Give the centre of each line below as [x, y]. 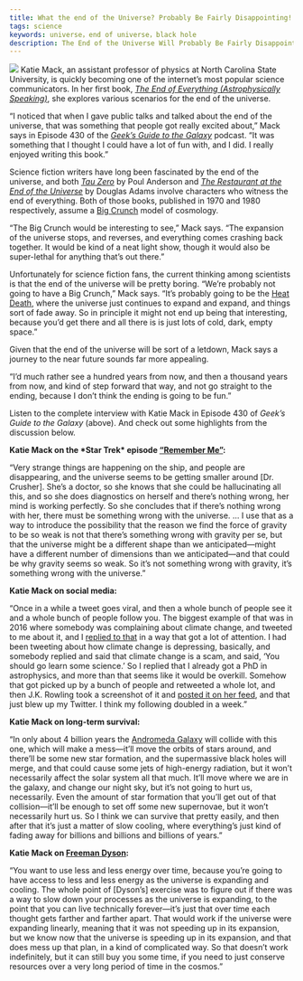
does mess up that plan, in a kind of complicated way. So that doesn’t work [149, 948]
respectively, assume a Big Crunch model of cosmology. [114, 211]
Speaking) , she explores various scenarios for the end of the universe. [140, 99]
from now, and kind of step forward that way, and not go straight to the [141, 386]
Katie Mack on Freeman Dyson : [69, 853]
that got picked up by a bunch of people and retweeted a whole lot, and [142, 685]
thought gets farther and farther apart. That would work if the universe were [151, 919]
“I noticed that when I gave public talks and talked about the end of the [141, 116]
